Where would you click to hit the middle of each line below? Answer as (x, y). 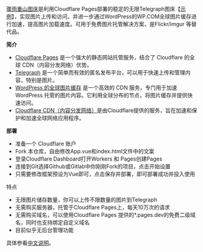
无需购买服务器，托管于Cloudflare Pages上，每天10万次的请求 (92, 207)
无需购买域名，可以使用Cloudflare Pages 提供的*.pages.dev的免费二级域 (105, 215)
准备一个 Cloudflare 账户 (46, 144)
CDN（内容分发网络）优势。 (57, 65)
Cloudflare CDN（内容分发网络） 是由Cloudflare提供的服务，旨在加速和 (103, 110)
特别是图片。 (42, 80)
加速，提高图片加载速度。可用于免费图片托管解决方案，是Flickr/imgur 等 (101, 24)
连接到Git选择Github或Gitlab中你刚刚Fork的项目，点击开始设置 (93, 166)
